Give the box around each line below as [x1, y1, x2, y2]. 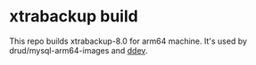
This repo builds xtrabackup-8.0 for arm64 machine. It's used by [9, 36, 248, 46]
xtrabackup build [9, 6, 138, 27]
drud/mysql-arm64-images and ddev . [9, 45, 148, 55]
